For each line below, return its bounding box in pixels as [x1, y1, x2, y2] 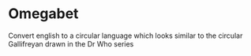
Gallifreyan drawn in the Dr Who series [8, 39, 134, 48]
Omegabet [8, 5, 79, 23]
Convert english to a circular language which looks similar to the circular [8, 31, 243, 40]
